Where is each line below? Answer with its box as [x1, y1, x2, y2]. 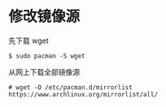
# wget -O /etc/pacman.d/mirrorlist [8, 83, 133, 92]
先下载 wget [8, 36, 49, 45]
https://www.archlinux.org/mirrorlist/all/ [8, 90, 159, 98]
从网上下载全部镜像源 [8, 66, 80, 77]
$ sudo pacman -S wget [8, 52, 85, 60]
